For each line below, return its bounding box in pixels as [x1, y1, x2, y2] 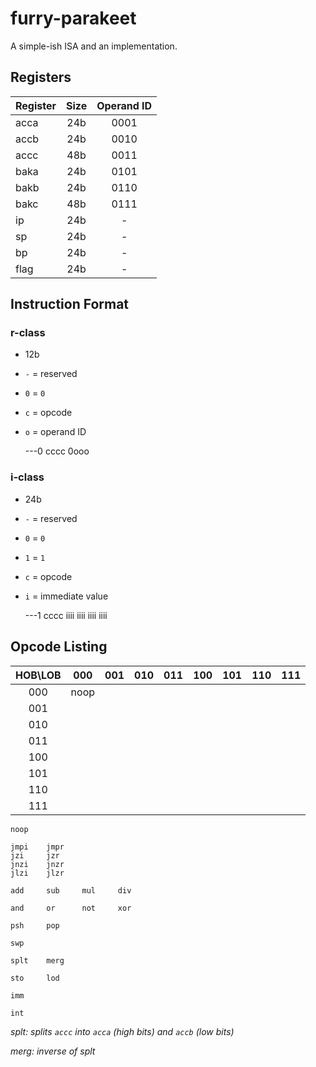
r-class [10, 326, 46, 340]
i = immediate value [24, 590, 109, 602]
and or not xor [10, 903, 132, 913]
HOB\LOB [15, 668, 62, 682]
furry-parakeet [10, 7, 137, 30]
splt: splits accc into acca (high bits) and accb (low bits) [10, 1025, 235, 1037]
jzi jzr [10, 850, 60, 861]
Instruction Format [10, 296, 130, 313]
